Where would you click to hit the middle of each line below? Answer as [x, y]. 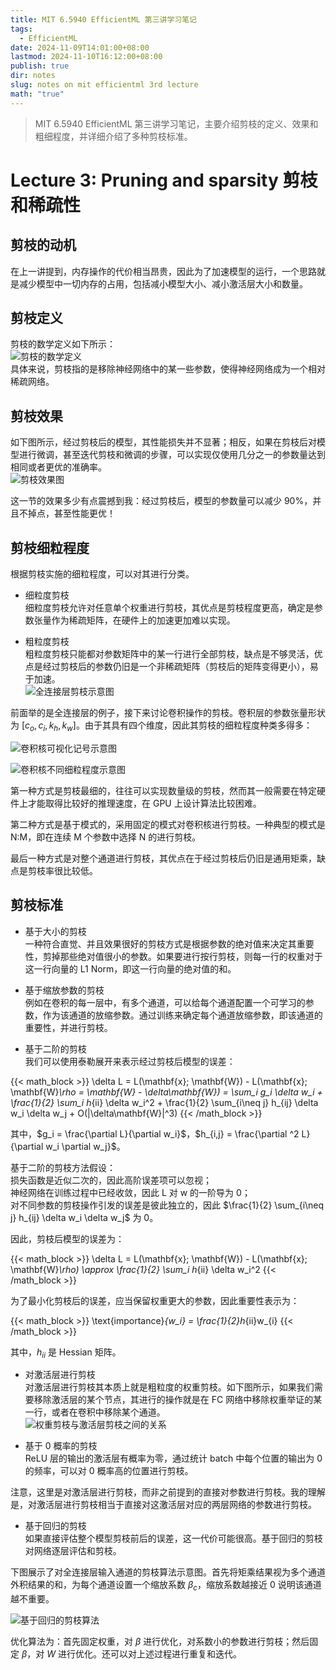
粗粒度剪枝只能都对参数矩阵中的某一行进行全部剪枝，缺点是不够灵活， [169, 654]
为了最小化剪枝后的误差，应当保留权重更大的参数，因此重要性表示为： [155, 1300]
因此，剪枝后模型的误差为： [67, 1238]
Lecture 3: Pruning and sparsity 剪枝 [164, 180]
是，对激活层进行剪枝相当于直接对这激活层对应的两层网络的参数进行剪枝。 [163, 1505]
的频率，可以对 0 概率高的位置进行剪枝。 [109, 1471]
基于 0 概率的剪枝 [61, 1446]
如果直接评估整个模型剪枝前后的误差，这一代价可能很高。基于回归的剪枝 [173, 1538]
